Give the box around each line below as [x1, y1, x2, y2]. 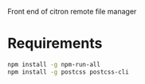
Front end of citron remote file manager [7, 7, 137, 16]
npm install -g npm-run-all [7, 60, 101, 68]
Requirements [7, 35, 103, 52]
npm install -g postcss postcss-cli [7, 67, 129, 76]
